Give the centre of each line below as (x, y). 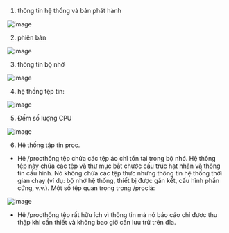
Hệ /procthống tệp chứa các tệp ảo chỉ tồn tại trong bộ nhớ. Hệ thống (117, 158)
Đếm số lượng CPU (44, 118)
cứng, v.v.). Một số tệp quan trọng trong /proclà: (86, 188)
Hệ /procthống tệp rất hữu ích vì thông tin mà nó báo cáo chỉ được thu (117, 215)
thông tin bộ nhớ (41, 64)
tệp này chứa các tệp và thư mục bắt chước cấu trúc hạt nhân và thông (119, 166)
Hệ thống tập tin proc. (49, 145)
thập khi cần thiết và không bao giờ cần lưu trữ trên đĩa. (96, 222)
